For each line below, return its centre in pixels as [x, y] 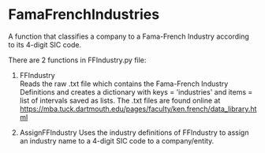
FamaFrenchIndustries [84, 15]
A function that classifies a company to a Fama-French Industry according [129, 36]
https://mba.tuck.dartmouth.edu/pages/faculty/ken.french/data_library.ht [138, 109]
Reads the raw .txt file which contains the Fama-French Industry [124, 84]
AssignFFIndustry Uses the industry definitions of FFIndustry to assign [134, 132]
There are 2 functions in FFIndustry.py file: [77, 60]
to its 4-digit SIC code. [45, 44]
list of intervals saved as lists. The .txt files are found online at [120, 100]
